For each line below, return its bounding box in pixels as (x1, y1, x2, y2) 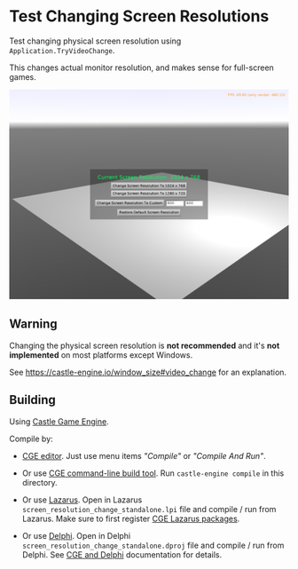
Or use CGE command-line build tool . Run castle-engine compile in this (21, 468, 285, 478)
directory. (21, 477, 58, 487)
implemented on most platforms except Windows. (9, 349, 193, 360)
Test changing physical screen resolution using (9, 36, 182, 46)
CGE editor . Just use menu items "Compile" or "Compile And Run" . (21, 450, 266, 461)
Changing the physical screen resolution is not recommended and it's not (9, 340, 280, 351)
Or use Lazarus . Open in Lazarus (21, 494, 143, 505)
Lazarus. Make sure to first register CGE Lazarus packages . (21, 513, 240, 524)
